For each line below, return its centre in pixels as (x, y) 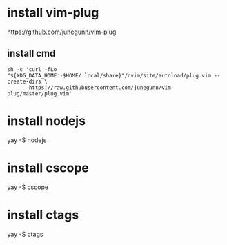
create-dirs (24, 81)
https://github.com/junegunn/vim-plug (62, 32)
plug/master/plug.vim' (40, 94)
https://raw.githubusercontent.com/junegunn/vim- (101, 88)
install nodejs (47, 120)
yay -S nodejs (27, 140)
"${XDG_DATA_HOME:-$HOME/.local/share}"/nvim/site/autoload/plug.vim (109, 75)
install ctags (43, 215)
